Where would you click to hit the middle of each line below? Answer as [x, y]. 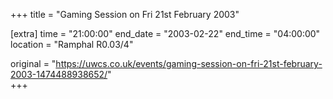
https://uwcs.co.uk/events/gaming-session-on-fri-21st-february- [189, 63]
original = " [33, 63]
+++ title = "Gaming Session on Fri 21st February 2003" [125, 14]
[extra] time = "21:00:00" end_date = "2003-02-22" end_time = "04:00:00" [165, 33]
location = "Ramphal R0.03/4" [72, 44]
